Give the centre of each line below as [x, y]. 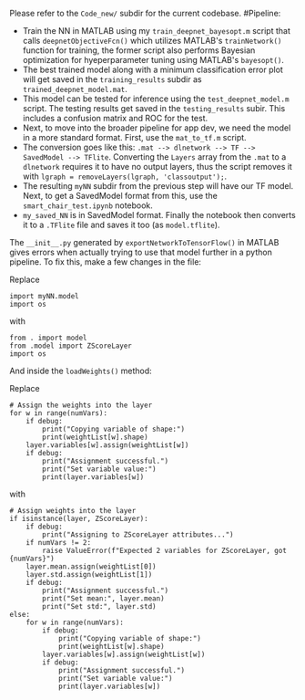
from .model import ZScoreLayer [71, 346]
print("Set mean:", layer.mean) [104, 599]
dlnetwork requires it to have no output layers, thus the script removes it [158, 167]
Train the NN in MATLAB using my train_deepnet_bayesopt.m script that [157, 31]
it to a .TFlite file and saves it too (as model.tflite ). [121, 225]
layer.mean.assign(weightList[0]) [91, 567]
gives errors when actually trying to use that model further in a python [141, 252]
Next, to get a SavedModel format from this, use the [120, 196]
